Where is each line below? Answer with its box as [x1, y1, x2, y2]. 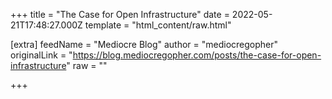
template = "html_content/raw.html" [84, 19, 232, 31]
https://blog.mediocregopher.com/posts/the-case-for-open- [72, 49, 322, 61]
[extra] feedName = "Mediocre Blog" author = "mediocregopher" [10, 39, 279, 50]
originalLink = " [10, 49, 73, 61]
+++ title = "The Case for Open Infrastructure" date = [10, 9, 230, 20]
